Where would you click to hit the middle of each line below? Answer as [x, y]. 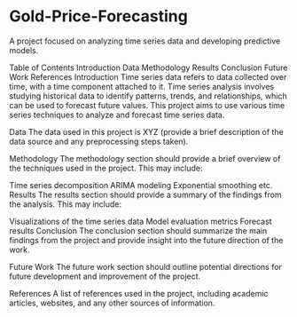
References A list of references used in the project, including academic [139, 293]
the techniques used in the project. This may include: [106, 168]
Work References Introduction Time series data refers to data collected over [148, 76]
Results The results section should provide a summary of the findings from [145, 194]
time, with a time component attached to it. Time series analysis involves [142, 86]
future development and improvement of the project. [105, 276]
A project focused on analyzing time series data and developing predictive [145, 41]
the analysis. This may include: [66, 204]
